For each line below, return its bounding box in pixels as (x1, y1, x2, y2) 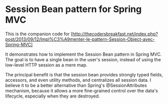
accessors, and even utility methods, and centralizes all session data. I (5, 77, 151, 83)
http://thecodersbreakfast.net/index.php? (72, 31, 158, 37)
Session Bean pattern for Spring (5, 4, 142, 15)
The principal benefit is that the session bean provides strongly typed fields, (5, 71, 163, 77)
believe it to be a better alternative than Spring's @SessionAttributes (5, 82, 147, 88)
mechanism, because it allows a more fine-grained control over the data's (5, 87, 158, 93)
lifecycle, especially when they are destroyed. (5, 93, 100, 99)
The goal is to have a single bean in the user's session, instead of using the (5, 56, 161, 62)
